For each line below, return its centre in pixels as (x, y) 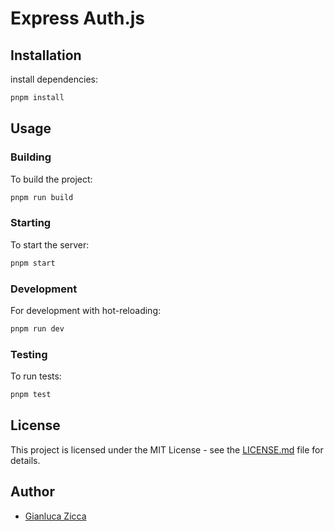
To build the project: (51, 179)
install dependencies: (54, 79)
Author (32, 492)
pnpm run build (42, 197)
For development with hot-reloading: (86, 310)
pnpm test (31, 395)
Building (31, 157)
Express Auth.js (78, 18)
